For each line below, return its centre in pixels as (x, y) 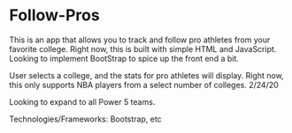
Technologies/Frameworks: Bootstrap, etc (85, 119)
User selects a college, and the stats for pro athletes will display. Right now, (147, 75)
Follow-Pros (54, 15)
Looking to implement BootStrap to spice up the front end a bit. (124, 58)
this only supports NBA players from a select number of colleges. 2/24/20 (144, 85)
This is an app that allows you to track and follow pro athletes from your (140, 40)
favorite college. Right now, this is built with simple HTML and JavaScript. (143, 48)
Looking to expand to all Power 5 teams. (82, 101)
